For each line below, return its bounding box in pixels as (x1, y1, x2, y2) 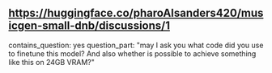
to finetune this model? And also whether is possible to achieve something (8, 48, 257, 59)
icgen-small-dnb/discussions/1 (8, 19, 170, 33)
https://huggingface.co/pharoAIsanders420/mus (8, 6, 264, 20)
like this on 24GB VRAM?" (8, 57, 95, 67)
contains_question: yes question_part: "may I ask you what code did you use (8, 40, 264, 50)
